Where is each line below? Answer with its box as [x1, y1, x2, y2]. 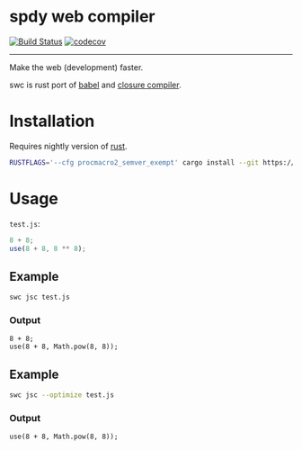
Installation [9, 111, 95, 131]
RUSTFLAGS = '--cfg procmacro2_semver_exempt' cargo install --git [9, 157, 259, 167]
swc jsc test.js [9, 292, 70, 302]
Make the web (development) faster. [9, 61, 144, 73]
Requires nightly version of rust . [9, 140, 128, 151]
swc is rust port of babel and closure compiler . [9, 79, 182, 90]
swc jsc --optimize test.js [9, 391, 115, 400]
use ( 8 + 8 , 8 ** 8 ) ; [9, 244, 87, 253]
